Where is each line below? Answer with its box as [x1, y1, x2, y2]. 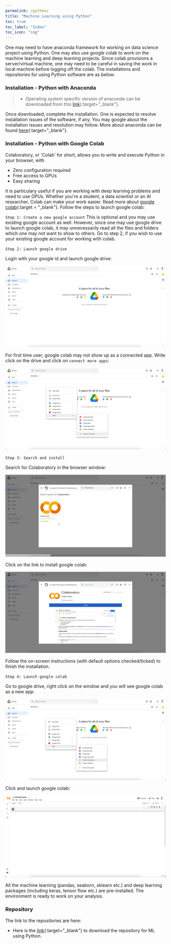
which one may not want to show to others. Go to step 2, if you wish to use [5, 230, 162, 236]
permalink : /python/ [5, 8, 49, 13]
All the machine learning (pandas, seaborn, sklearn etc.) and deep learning [5, 882, 162, 888]
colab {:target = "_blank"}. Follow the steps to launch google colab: [5, 204, 145, 210]
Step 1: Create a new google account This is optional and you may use [5, 214, 155, 220]
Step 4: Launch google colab [5, 674, 67, 680]
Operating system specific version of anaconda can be [25, 96, 141, 102]
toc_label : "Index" [5, 24, 47, 30]
